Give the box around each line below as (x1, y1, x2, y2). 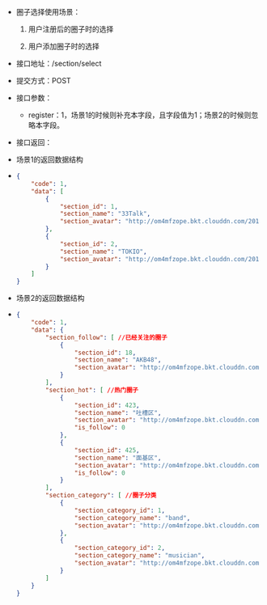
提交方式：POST (15, 76, 71, 85)
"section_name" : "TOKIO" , (59, 247, 147, 256)
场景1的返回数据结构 (15, 154, 83, 164)
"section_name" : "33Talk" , (59, 209, 151, 218)
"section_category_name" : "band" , (74, 514, 191, 522)
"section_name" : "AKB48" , (74, 356, 162, 364)
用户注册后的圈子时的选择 (28, 24, 114, 34)
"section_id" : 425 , (74, 446, 140, 455)
